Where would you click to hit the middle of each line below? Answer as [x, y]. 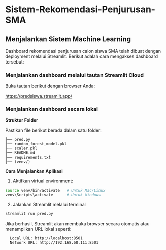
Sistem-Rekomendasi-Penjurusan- [80, 9]
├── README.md [20, 153]
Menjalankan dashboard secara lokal [52, 109]
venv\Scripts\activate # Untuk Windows [53, 195]
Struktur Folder [22, 120]
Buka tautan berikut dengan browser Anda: [50, 86]
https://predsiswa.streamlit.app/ [39, 96]
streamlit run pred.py [29, 214]
